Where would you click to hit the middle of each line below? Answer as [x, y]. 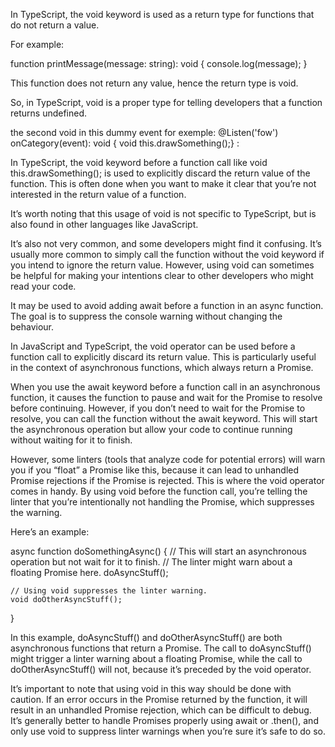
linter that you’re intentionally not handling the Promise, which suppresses [162, 502]
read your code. [43, 286]
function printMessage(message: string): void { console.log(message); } [159, 63]
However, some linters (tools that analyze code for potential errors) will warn [168, 459]
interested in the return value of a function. [98, 194]
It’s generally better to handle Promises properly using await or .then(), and [164, 720]
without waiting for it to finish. [71, 440]
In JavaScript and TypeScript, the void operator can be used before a [153, 346]
